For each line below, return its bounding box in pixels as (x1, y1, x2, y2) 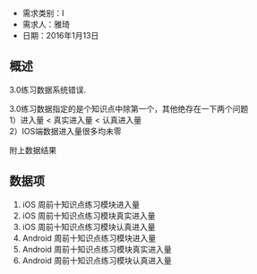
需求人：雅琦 (21, 19, 70, 30)
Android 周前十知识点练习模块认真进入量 (21, 254, 172, 266)
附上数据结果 (9, 144, 56, 155)
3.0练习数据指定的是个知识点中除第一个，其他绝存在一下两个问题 (9, 103, 249, 114)
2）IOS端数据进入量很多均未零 (9, 125, 122, 136)
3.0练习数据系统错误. (9, 84, 87, 95)
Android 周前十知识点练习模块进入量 (21, 232, 157, 244)
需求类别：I (21, 8, 64, 18)
